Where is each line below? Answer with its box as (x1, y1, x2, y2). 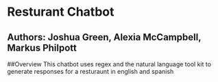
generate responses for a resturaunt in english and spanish (7, 68, 174, 75)
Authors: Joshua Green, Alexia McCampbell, (7, 31, 202, 43)
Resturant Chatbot (7, 4, 114, 20)
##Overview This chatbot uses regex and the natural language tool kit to (7, 60, 211, 68)
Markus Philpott (7, 42, 77, 53)
